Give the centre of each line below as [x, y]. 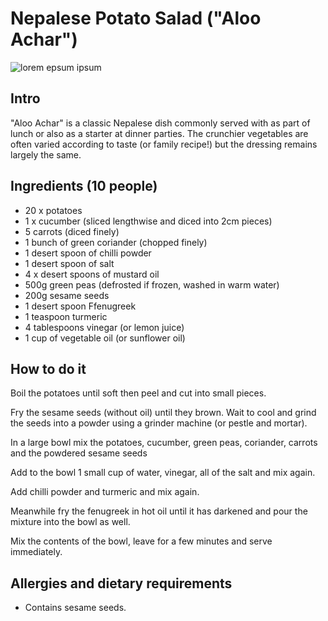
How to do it [48, 368]
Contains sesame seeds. [75, 608]
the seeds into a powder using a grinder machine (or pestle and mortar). [159, 423]
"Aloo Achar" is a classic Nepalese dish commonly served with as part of [160, 123]
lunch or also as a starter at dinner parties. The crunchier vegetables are [159, 133]
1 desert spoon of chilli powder [88, 253]
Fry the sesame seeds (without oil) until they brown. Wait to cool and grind [163, 413]
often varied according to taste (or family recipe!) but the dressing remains [164, 144]
